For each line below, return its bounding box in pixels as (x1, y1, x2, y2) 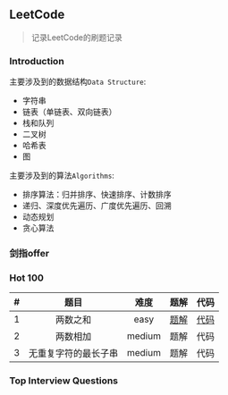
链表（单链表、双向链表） (21, 106, 117, 117)
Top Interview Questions (9, 374, 119, 387)
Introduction (9, 55, 64, 67)
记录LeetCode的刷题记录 (30, 31, 122, 43)
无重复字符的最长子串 (28, 348, 119, 360)
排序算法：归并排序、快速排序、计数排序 (21, 189, 172, 200)
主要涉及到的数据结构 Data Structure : (9, 76, 147, 88)
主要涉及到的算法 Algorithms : (9, 170, 114, 181)
